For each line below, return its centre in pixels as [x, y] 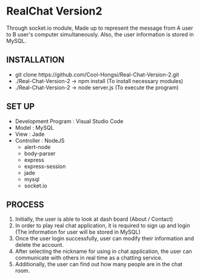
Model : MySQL [35, 127]
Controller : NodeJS [40, 140]
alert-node [37, 147]
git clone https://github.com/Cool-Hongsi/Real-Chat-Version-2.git [97, 75]
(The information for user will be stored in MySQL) [78, 232]
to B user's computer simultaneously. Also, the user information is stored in [100, 34]
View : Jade [30, 134]
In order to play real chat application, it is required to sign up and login [102, 226]
